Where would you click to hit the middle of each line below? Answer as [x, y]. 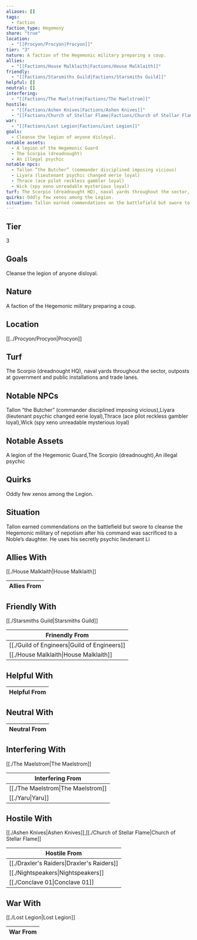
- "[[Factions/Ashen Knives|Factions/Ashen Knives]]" [78, 110]
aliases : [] [21, 11]
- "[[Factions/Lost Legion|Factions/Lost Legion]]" [76, 126]
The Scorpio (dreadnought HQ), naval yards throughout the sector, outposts [98, 371]
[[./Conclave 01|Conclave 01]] [52, 882]
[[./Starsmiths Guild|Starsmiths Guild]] [52, 621]
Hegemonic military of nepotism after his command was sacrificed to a [91, 533]
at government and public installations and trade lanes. [72, 377]
